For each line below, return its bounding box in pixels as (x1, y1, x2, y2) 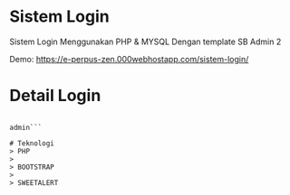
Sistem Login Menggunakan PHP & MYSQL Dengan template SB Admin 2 (9, 36, 282, 47)
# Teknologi (9, 138, 54, 148)
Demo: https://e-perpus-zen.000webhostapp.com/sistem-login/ (9, 53, 249, 64)
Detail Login (9, 86, 101, 106)
